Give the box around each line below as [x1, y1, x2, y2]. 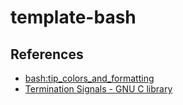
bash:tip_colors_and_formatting [24, 72, 155, 84]
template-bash [10, 6, 137, 29]
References [10, 46, 84, 63]
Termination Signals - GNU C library [24, 83, 173, 95]
